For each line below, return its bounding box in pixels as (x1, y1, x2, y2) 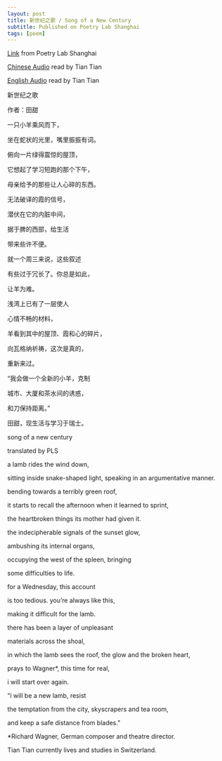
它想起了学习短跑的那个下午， (7, 166, 93, 174)
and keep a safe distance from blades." (7, 719, 121, 727)
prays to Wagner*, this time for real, (7, 664, 110, 673)
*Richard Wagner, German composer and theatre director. (7, 732, 176, 741)
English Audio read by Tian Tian (7, 77, 100, 85)
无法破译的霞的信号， (7, 195, 69, 204)
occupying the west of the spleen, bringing (7, 555, 132, 564)
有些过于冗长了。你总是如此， (7, 270, 93, 278)
